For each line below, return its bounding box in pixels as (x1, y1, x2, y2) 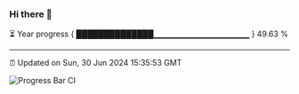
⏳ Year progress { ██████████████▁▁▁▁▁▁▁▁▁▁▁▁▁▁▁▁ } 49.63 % (9, 28, 289, 39)
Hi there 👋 (9, 8, 53, 20)
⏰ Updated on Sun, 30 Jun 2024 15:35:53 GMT (9, 58, 182, 68)
